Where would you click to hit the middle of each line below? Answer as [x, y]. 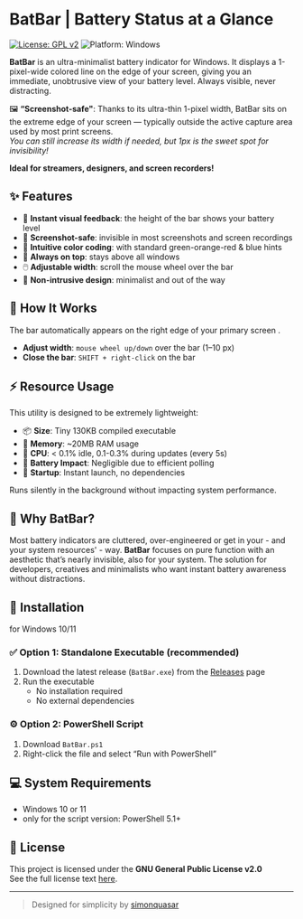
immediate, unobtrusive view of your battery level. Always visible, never [143, 80]
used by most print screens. [61, 131]
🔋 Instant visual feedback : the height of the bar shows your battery [148, 218]
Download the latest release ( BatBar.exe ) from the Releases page [144, 672]
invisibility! [29, 150]
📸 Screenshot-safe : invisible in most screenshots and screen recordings [157, 237]
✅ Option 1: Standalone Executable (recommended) [124, 652]
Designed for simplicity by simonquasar [105, 905]
